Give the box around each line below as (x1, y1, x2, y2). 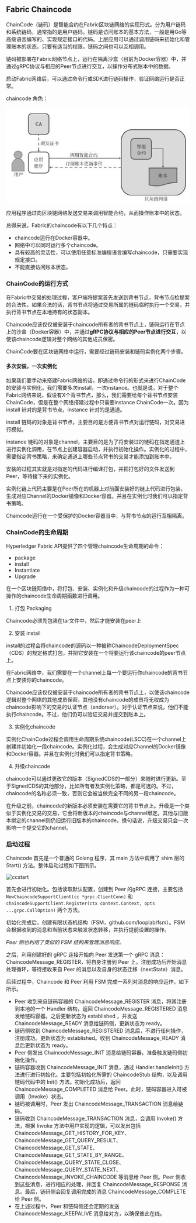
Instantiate (14, 566, 40, 573)
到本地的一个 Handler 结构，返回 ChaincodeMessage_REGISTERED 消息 (14, 1005, 188, 1012)
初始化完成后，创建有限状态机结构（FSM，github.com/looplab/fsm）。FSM (6, 919, 185, 926)
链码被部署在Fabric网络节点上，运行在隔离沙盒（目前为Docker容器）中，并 (6, 55, 187, 62)
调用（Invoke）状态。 (14, 1093, 67, 1100)
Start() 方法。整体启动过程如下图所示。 (6, 862, 100, 869)
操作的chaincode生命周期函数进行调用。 (6, 592, 103, 599)
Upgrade (14, 573, 36, 580)
